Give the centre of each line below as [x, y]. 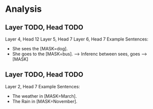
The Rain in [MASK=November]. [45, 101]
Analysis [23, 9]
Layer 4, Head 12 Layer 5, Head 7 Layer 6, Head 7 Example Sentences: [77, 39]
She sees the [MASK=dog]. [40, 49]
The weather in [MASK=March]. [44, 96]
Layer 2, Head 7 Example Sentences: [43, 86]
